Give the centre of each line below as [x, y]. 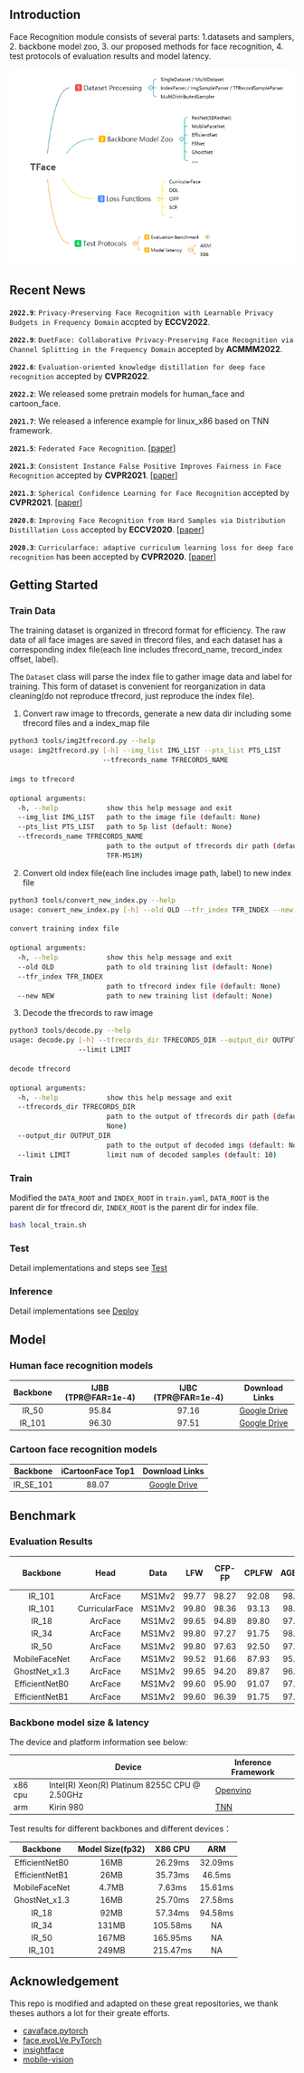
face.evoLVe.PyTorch [62, 2040]
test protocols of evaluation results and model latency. [110, 56]
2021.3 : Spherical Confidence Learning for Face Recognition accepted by [149, 492]
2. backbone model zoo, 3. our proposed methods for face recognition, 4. [147, 46]
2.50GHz [66, 1795]
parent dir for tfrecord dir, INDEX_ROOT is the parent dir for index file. [134, 1208]
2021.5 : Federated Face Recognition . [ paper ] [93, 448]
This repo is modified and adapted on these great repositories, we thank [144, 2003]
